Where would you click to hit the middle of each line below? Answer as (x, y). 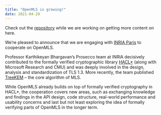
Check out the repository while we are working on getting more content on (80, 28)
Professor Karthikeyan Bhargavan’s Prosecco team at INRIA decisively (75, 57)
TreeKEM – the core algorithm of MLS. (43, 77)
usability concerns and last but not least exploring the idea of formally (75, 102)
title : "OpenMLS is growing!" (36, 9)
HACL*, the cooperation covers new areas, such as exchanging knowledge (80, 92)
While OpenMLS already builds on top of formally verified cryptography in (79, 86)
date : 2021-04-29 (23, 14)
